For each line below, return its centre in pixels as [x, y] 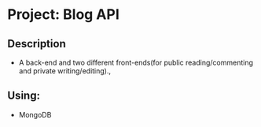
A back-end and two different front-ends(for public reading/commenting [136, 62]
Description [37, 44]
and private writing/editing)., [65, 71]
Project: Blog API [63, 15]
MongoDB [35, 114]
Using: [24, 96]
